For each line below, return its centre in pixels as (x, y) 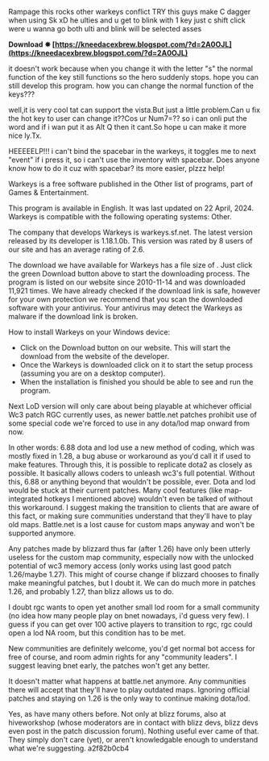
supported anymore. (42, 533)
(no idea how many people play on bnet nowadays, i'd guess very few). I (129, 615)
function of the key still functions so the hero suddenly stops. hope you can (134, 77)
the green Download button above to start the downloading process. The (129, 274)
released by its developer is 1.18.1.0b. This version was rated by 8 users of (130, 241)
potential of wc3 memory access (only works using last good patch (120, 566)
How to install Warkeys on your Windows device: (89, 332)
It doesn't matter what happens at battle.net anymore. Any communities (127, 681)
